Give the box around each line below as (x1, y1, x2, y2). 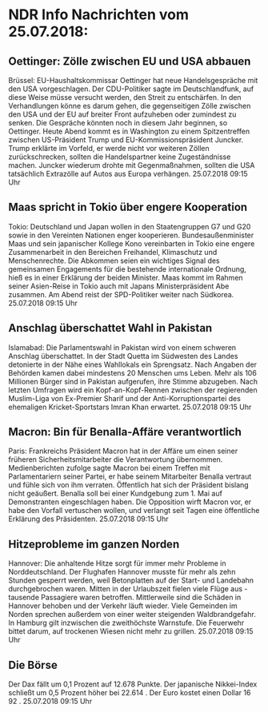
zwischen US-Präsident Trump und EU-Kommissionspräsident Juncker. (8, 135, 244, 145)
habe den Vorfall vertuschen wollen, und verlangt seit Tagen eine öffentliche (8, 506, 260, 515)
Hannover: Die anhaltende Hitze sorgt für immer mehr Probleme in (8, 559, 226, 568)
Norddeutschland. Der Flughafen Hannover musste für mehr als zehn (8, 567, 236, 577)
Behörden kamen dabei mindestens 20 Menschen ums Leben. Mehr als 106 (8, 368, 258, 377)
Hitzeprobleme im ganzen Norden (8, 537, 180, 551)
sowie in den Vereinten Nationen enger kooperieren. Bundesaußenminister (8, 230, 254, 240)
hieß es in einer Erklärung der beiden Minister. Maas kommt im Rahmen (8, 272, 243, 282)
